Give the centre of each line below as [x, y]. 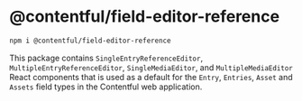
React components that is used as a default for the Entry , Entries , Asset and [151, 77]
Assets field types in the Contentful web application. [106, 87]
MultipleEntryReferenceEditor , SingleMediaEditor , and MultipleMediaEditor [151, 67]
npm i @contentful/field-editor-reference [90, 41]
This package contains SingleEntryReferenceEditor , [106, 58]
